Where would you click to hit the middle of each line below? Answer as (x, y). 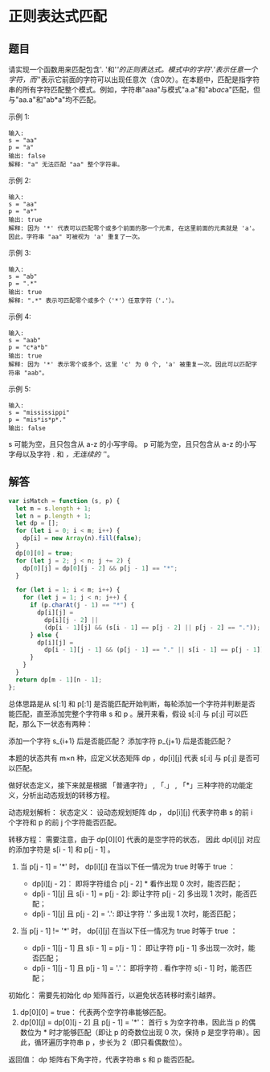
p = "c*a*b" (28, 347)
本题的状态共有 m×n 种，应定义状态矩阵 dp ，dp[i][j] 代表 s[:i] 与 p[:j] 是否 (131, 758)
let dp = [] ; (37, 523)
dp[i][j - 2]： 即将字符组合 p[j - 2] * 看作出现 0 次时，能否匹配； (137, 883)
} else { (44, 635)
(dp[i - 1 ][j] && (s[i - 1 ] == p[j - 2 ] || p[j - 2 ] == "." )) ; (152, 628)
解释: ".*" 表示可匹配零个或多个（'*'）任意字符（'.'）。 (93, 301)
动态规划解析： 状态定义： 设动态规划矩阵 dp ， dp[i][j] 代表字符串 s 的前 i (131, 812)
